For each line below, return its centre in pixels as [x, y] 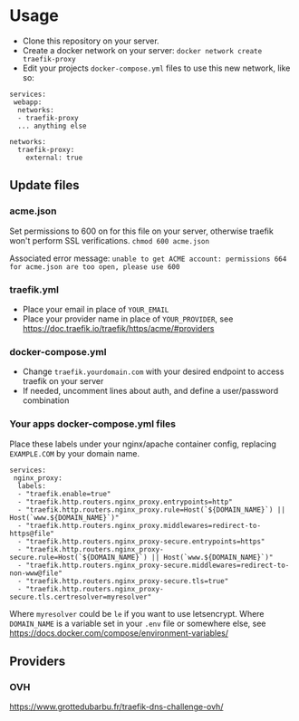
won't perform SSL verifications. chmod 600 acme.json [110, 240]
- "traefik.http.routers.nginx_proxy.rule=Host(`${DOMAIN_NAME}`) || [151, 510]
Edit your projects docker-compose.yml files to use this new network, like [156, 68]
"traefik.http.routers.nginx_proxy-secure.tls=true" [127, 581]
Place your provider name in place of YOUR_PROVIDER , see [128, 319]
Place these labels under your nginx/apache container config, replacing [143, 444]
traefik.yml [34, 289]
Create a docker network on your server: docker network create [142, 50]
